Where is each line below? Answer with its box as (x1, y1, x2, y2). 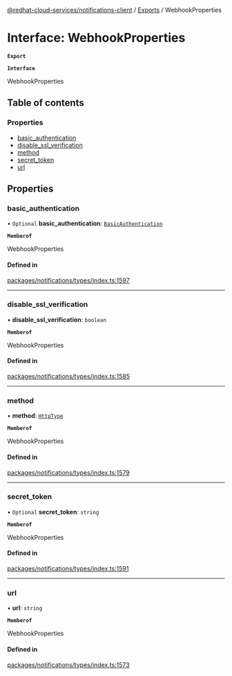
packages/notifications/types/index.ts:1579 (7, 468, 130, 476)
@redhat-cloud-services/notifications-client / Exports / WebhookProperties (7, 6, 222, 14)
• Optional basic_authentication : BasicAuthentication (7, 219, 164, 227)
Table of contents (7, 97, 84, 109)
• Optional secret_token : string (7, 507, 99, 516)
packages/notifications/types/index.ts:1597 (7, 276, 130, 284)
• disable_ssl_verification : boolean (7, 315, 107, 323)
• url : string (7, 604, 43, 612)
